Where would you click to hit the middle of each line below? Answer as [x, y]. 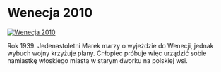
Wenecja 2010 [50, 13]
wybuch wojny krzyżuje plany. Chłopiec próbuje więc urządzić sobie [107, 53]
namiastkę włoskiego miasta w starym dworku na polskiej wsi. [98, 60]
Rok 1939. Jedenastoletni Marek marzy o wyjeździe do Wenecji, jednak [110, 45]
